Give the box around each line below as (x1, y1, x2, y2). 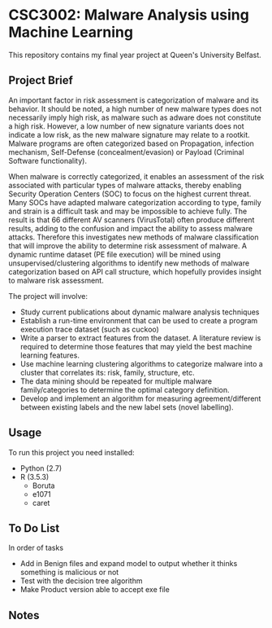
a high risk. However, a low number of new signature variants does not (8, 121, 245, 131)
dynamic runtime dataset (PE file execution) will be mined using (8, 249, 221, 259)
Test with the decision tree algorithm (19, 576, 143, 586)
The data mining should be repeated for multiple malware (19, 376, 213, 386)
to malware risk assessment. (8, 275, 104, 285)
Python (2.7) (19, 463, 63, 473)
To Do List (8, 521, 60, 535)
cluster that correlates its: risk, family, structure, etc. (19, 367, 195, 377)
